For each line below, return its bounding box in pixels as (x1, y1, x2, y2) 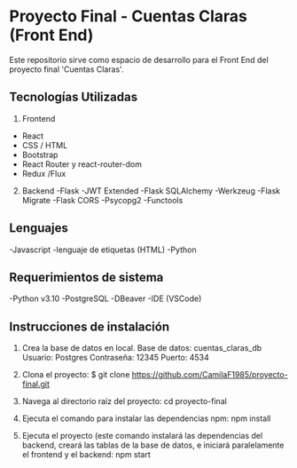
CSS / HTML (21, 139, 68, 150)
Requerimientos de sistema (9, 269, 164, 285)
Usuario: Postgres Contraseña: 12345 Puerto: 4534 (21, 353, 210, 363)
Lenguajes (9, 220, 68, 236)
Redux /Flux (21, 168, 66, 178)
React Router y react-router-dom (21, 158, 143, 170)
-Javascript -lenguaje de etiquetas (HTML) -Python (9, 244, 197, 255)
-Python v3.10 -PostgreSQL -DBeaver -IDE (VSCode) (9, 293, 202, 304)
